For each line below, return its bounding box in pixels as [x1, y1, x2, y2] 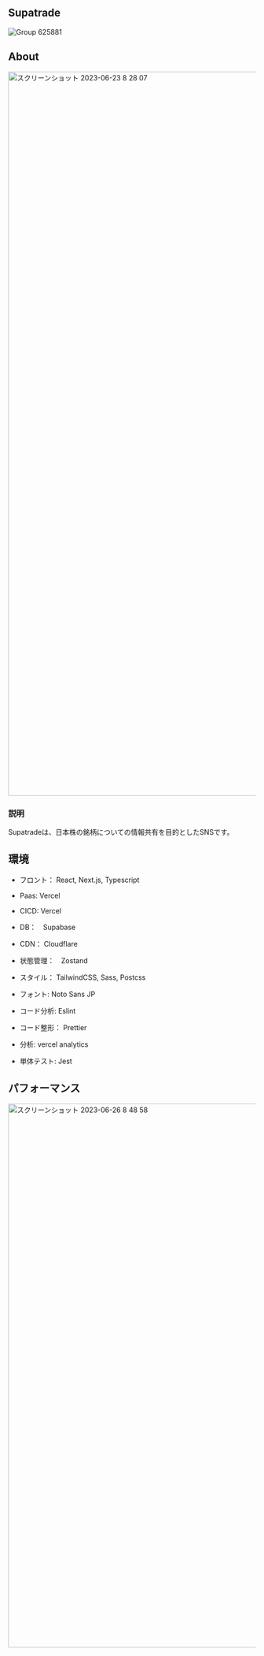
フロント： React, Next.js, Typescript [19, 875, 140, 884]
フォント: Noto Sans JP [19, 989, 96, 999]
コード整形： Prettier [19, 1022, 87, 1032]
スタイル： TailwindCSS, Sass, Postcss [19, 973, 146, 982]
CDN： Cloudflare [19, 939, 79, 948]
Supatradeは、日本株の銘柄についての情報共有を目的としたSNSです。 [8, 827, 234, 836]
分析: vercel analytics [19, 1040, 89, 1049]
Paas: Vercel [19, 891, 60, 900]
